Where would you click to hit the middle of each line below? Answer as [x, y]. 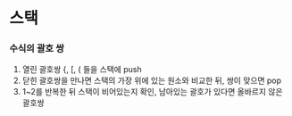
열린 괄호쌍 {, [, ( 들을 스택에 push [82, 70]
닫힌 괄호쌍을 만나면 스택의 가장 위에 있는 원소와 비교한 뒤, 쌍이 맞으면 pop [152, 80]
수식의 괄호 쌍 [37, 48]
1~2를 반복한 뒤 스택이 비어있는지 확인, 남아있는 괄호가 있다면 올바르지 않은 [152, 92]
